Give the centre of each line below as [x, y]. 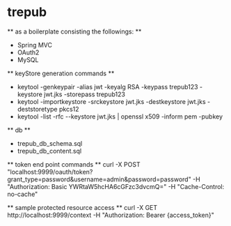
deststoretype [37, 109]
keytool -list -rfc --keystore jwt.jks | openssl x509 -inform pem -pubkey [120, 116]
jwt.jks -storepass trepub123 [85, 94]
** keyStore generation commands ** [61, 73]
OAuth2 [28, 52]
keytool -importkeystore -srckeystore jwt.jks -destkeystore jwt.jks [112, 101]
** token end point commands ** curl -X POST [74, 164]
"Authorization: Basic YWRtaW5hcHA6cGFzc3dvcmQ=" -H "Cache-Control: [116, 186]
